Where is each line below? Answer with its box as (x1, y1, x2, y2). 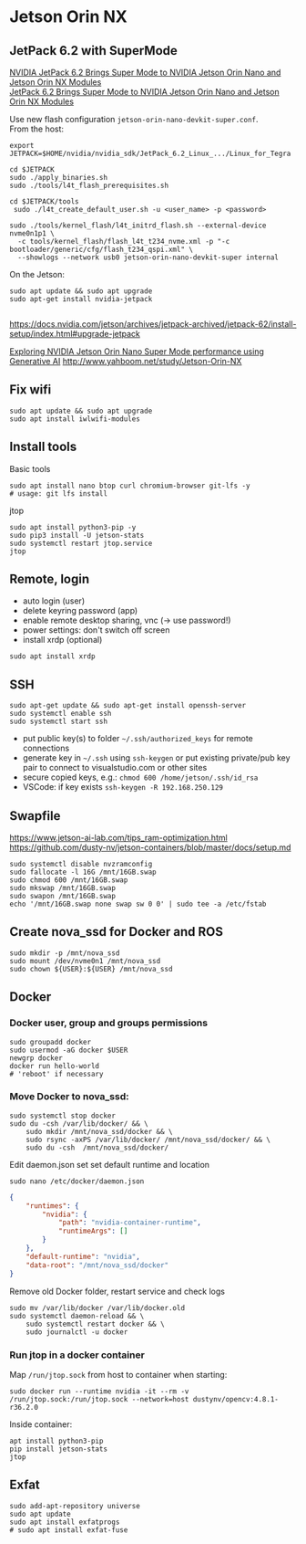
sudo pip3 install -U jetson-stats (9, 530, 145, 540)
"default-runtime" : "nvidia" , (25, 1252, 141, 1261)
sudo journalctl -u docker (25, 1327, 128, 1337)
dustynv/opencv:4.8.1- (192, 1394, 280, 1403)
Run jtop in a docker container (9, 1349, 146, 1361)
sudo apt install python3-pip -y (9, 522, 137, 531)
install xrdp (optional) (22, 635, 103, 646)
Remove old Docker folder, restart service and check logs (9, 1286, 226, 1297)
